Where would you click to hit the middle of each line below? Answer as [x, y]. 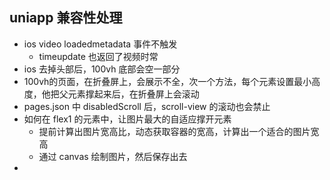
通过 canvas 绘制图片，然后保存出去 [113, 156]
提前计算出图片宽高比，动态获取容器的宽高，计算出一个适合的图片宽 [179, 131]
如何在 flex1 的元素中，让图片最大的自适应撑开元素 [127, 119]
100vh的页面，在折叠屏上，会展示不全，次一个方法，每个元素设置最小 [167, 81]
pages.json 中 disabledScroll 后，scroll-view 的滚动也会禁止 [147, 106]
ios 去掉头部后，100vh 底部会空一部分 [102, 69]
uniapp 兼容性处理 [66, 18]
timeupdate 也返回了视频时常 [98, 56]
